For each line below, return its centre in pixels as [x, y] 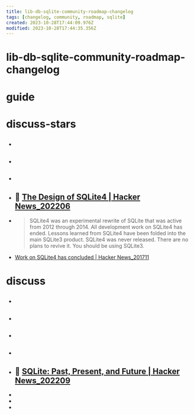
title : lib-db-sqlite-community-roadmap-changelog [70, 12]
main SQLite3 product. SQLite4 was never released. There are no [109, 239]
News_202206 [43, 207]
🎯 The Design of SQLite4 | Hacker [77, 197]
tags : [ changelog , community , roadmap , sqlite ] [66, 17]
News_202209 [43, 380]
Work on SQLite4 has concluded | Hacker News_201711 [82, 257]
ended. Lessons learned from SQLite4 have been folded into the [108, 233]
